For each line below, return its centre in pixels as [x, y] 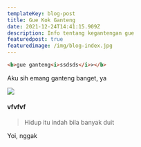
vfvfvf [17, 107]
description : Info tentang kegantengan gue [71, 33]
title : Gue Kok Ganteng [41, 20]
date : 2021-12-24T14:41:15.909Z [54, 26]
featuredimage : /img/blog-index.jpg [60, 46]
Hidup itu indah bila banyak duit [69, 123]
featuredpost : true [35, 40]
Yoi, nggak [22, 136]
